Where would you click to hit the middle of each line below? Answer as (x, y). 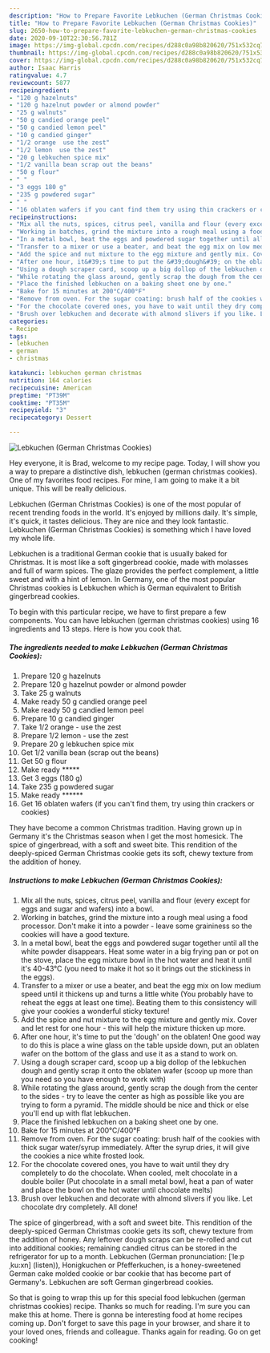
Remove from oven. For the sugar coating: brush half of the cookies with (140, 1138)
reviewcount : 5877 (40, 83)
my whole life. (32, 538)
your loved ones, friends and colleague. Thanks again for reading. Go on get (135, 1331)
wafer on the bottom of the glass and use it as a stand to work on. (129, 1053)
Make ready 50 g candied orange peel (84, 701)
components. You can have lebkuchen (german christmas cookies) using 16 (134, 620)
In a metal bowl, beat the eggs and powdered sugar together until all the (139, 943)
